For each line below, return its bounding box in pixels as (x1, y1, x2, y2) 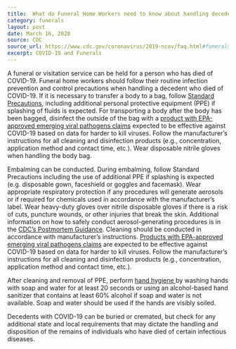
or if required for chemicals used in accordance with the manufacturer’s (7, 195, 216, 203)
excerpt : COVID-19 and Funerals (7, 50, 102, 57)
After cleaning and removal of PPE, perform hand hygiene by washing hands (7, 276, 229, 284)
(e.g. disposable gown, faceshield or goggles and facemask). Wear (7, 180, 202, 188)
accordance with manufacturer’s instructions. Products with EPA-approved (7, 232, 223, 240)
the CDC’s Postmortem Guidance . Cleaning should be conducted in (7, 225, 202, 233)
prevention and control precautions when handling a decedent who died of (7, 84, 223, 92)
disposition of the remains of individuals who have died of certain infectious (7, 327, 227, 336)
